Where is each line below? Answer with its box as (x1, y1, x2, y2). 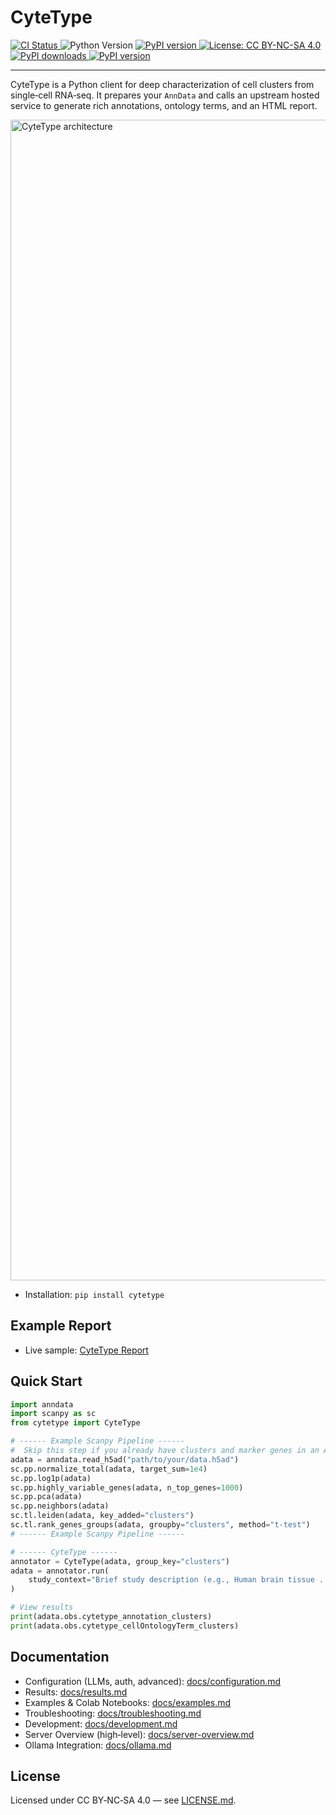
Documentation (10, 1649, 110, 1666)
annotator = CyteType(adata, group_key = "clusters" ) (10, 1556, 230, 1566)
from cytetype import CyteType (10, 1418, 141, 1428)
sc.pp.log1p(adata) (10, 1473, 92, 1483)
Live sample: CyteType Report (24, 1344, 149, 1356)
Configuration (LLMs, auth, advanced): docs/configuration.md (24, 1675, 282, 1687)
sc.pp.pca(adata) (10, 1492, 83, 1502)
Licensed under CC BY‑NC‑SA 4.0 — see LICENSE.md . (10, 1794, 237, 1806)
